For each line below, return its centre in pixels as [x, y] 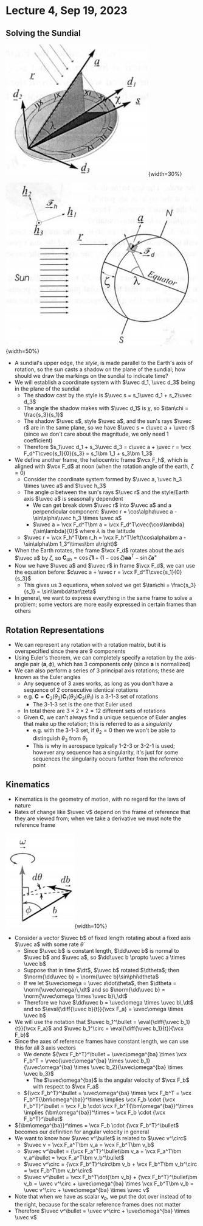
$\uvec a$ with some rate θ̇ [49, 944]
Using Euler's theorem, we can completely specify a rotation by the [98, 657]
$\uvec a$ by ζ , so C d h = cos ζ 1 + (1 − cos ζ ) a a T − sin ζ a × [86, 558]
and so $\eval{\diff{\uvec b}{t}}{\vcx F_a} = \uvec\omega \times [103, 1009]
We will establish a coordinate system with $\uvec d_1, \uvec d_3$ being [105, 382]
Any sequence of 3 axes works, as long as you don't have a [98, 683]
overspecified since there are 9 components [70, 651]
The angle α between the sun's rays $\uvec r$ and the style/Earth [106, 492]
